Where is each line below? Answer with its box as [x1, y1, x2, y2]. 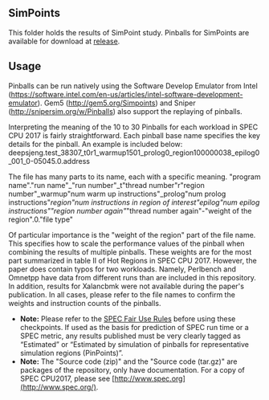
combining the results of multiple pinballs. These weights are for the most [8, 247, 252, 256]
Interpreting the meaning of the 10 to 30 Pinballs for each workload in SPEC [8, 122, 259, 132]
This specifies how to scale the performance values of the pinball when [8, 239, 245, 248]
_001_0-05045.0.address [8, 156, 91, 165]
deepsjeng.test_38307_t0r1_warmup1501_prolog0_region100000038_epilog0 [8, 148, 260, 157]
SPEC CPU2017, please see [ [19, 373, 115, 383]
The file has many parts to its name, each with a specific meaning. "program [8, 172, 261, 182]
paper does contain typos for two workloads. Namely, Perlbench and [8, 264, 237, 274]
